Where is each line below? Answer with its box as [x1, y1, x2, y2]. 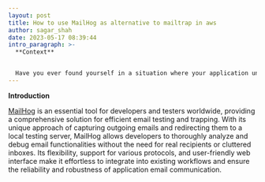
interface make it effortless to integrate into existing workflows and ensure [8, 156, 250, 165]
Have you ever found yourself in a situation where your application [15, 69, 248, 77]
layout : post [8, 11, 51, 20]
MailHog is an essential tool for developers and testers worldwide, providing [8, 106, 256, 115]
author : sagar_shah [8, 26, 73, 34]
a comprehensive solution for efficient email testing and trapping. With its [8, 114, 247, 124]
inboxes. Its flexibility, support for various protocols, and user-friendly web [8, 147, 251, 158]
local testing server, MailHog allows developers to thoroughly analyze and [8, 131, 248, 140]
